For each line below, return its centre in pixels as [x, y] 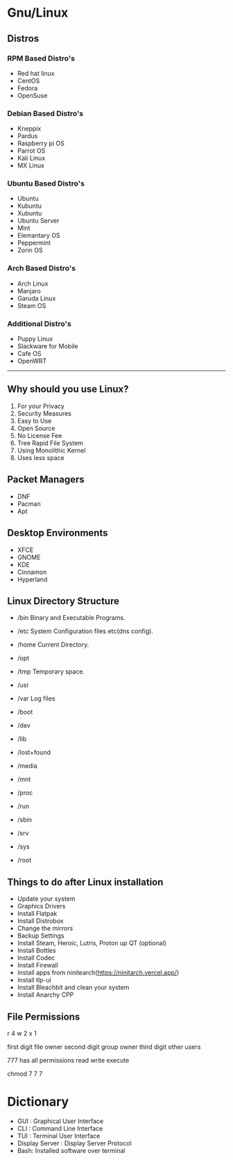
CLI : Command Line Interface [60, 1128]
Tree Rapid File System [50, 443]
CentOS [28, 81]
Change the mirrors [45, 929]
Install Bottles [37, 951]
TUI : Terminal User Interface [59, 1136]
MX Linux [31, 165]
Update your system [46, 899]
